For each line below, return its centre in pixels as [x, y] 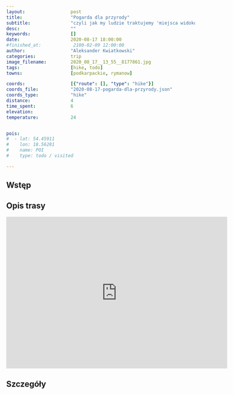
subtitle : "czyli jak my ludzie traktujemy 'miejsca [92, 23]
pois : [13, 133]
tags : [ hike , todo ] [55, 67]
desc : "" [41, 28]
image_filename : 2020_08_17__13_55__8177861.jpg [79, 62]
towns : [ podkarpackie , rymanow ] [69, 73]
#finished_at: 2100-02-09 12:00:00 [65, 46]
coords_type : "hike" [46, 95]
